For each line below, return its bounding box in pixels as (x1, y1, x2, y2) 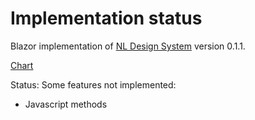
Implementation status (10, 7, 203, 30)
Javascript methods (24, 98, 108, 110)
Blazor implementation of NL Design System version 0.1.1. (10, 40, 246, 52)
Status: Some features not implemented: (10, 78, 177, 91)
